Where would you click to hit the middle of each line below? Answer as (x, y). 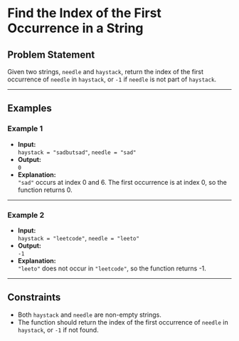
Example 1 (25, 128)
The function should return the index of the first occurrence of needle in (123, 322)
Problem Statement (51, 55)
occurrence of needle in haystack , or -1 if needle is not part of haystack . (112, 79)
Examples (30, 108)
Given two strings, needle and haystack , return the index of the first (106, 72)
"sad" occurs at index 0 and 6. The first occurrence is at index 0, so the (122, 182)
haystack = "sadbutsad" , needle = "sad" (77, 152)
